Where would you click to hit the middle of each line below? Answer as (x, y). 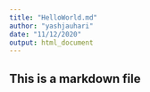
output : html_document (51, 42)
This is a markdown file (75, 78)
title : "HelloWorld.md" (54, 17)
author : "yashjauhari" (51, 26)
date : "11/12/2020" (46, 34)
